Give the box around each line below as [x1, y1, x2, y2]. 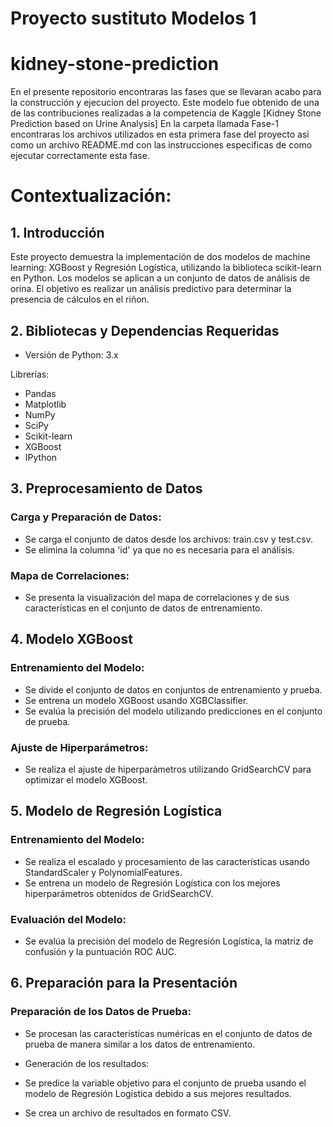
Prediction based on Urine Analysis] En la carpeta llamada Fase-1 [10, 118, 279, 130]
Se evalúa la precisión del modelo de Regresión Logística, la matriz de [24, 935, 314, 947]
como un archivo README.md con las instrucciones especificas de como [10, 139, 313, 151]
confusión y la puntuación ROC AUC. [24, 945, 178, 957]
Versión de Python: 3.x [24, 348, 119, 361]
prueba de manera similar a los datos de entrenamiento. [24, 1038, 256, 1050]
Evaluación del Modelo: [10, 912, 127, 926]
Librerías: [10, 368, 50, 380]
